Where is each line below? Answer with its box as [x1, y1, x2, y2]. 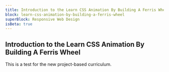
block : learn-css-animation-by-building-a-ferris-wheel [5, 12, 125, 17]
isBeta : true [5, 21, 33, 27]
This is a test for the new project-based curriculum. [5, 61, 112, 67]
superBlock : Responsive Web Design [5, 17, 80, 22]
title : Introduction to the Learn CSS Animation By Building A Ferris [5, 7, 156, 13]
